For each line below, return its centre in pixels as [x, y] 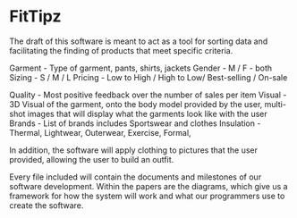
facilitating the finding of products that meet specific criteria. [121, 50]
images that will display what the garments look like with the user [147, 113]
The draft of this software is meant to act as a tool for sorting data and [139, 41]
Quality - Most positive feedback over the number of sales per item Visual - [148, 95]
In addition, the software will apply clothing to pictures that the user [133, 150]
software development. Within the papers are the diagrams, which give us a [148, 186]
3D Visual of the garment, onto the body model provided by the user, [136, 104]
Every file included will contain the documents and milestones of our [136, 177]
